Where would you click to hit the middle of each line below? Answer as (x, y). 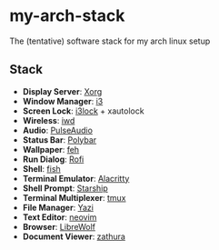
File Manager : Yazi (58, 207)
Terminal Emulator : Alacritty (76, 178)
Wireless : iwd (49, 120)
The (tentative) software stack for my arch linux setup (110, 41)
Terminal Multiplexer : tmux (74, 197)
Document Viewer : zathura (74, 236)
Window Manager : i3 (63, 101)
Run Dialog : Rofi (53, 159)
